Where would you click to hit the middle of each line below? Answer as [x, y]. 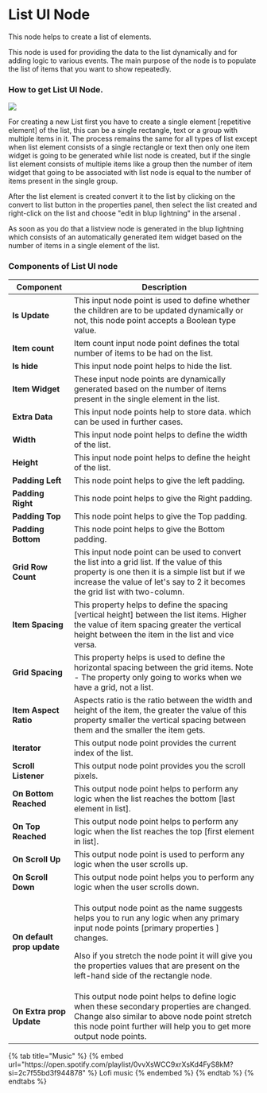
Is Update [31, 315]
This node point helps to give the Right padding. [163, 498]
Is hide [25, 366]
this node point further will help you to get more [163, 1026]
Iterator [27, 748]
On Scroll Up [37, 859]
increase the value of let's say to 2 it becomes [160, 582]
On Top [26, 827]
